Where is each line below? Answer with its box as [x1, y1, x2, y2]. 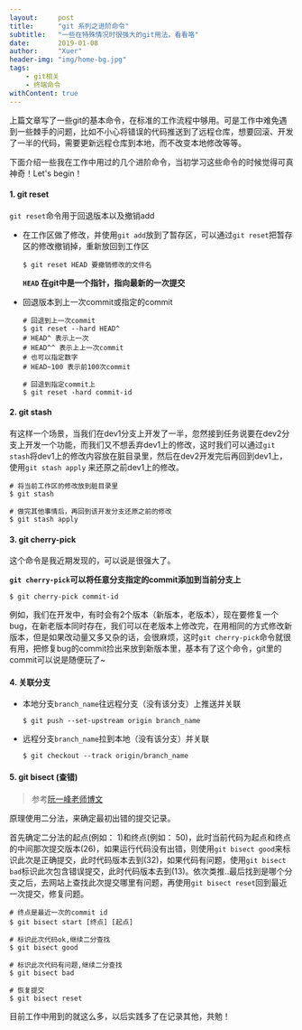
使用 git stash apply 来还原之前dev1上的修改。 [9, 461, 185, 472]
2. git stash [9, 407, 52, 418]
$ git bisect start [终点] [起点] [9, 917, 133, 926]
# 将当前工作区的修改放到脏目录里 [9, 481, 119, 490]
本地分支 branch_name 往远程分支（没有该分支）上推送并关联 [22, 699, 242, 710]
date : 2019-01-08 [9, 38, 99, 48]
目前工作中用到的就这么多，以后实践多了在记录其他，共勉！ [9, 1010, 231, 1021]
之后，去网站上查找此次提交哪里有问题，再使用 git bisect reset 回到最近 [16, 877, 288, 887]
